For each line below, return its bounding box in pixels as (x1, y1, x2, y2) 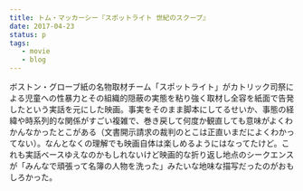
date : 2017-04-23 (9, 22, 75, 31)
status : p (9, 30, 47, 39)
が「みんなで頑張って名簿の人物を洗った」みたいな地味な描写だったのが (9, 160, 279, 171)
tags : (9, 38, 30, 48)
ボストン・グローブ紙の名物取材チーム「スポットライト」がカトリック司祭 (9, 81, 287, 91)
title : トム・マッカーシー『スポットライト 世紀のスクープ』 (9, 13, 210, 23)
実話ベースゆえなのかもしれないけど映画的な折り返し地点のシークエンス (24, 149, 295, 159)
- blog (21, 55, 47, 64)
